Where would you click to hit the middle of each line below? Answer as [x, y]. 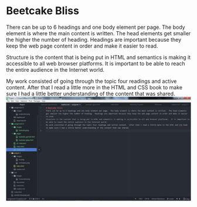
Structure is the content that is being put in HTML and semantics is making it [98, 57]
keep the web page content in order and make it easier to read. [82, 46]
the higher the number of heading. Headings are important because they [94, 39]
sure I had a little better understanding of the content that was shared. [91, 94]
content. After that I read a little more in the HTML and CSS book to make [94, 87]
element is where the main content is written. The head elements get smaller [98, 33]
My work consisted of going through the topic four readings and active [91, 81]
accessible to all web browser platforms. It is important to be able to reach [96, 64]
